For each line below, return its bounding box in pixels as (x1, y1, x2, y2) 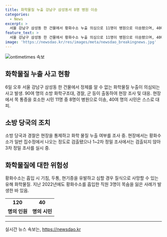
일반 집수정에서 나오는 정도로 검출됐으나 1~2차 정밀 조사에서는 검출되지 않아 (14, 139, 161, 145)
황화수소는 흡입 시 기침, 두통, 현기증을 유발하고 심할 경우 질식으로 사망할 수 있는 (5, 175, 159, 181)
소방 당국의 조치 (5, 118, 51, 127)
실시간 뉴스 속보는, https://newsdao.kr (5, 227, 81, 233)
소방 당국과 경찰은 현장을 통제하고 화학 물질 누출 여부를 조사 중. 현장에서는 (5, 133, 148, 139)
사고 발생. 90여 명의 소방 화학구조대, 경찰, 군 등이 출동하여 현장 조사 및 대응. (5, 90, 152, 96)
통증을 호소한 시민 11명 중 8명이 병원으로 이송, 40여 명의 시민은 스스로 (19, 96, 155, 102)
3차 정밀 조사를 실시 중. (5, 145, 51, 151)
